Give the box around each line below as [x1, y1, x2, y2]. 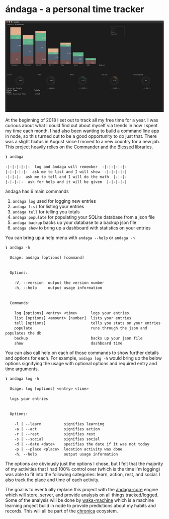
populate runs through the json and [14, 325, 147, 331]
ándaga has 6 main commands [5, 188, 69, 194]
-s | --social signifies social [14, 436, 100, 442]
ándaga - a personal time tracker [5, 4, 144, 15]
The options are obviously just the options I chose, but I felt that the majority [5, 460, 163, 467]
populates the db [5, 330, 42, 336]
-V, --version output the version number [14, 280, 105, 285]
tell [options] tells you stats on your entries [14, 320, 161, 326]
